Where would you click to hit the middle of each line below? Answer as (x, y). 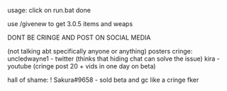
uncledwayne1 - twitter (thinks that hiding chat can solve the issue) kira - (113, 59)
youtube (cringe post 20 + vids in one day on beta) (82, 66)
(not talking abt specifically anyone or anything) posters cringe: (100, 51)
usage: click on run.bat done (49, 10)
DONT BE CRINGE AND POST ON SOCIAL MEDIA (79, 37)
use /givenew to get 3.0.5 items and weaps (70, 24)
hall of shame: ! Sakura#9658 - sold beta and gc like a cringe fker (103, 80)
